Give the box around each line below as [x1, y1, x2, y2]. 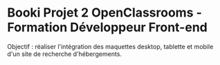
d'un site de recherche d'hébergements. [7, 50, 122, 58]
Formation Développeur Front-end [7, 19, 208, 35]
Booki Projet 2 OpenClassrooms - [7, 5, 203, 21]
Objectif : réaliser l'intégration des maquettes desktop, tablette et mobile [7, 42, 214, 50]
